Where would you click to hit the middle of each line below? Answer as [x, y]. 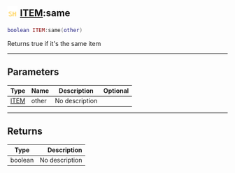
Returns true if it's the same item [54, 43]
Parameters [33, 72]
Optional [116, 91]
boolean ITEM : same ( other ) [45, 30]
